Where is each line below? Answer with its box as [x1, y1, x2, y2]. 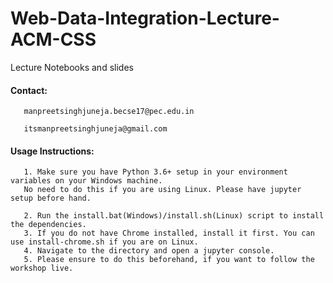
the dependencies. [10, 220, 87, 230]
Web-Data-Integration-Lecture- [10, 7, 280, 30]
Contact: [10, 84, 48, 96]
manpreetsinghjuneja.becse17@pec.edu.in [23, 107, 195, 117]
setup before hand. [10, 193, 92, 204]
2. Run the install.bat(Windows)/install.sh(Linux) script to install [23, 211, 325, 221]
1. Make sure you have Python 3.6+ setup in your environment [23, 167, 288, 177]
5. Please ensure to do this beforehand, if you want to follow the [23, 255, 315, 265]
